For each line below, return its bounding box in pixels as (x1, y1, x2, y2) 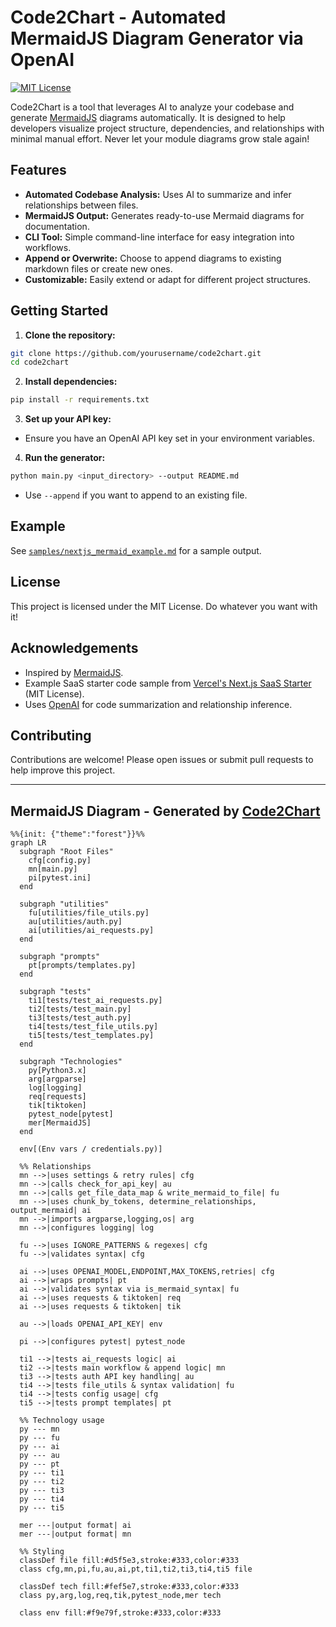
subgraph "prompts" (19, 952, 101, 962)
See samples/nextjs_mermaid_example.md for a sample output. (10, 544, 262, 556)
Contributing (10, 727, 92, 744)
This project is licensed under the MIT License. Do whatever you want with (10, 600, 318, 612)
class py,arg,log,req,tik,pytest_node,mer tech (19, 1591, 222, 1601)
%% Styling (19, 1547, 65, 1557)
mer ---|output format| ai (19, 1521, 132, 1531)
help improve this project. (10, 764, 116, 776)
